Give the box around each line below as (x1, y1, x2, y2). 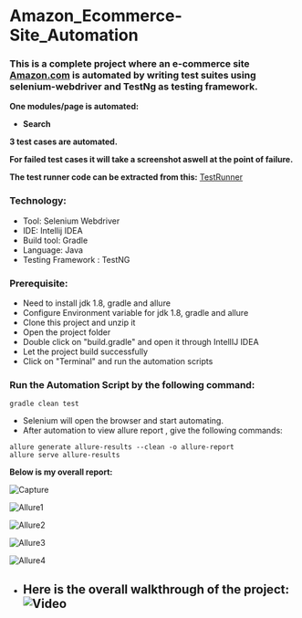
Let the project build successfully (22, 346, 149, 357)
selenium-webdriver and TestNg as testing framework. (9, 80, 258, 93)
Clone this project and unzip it (22, 317, 136, 329)
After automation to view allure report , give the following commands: (22, 425, 283, 436)
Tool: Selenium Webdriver (22, 215, 120, 226)
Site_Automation (9, 25, 139, 46)
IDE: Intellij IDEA (22, 225, 84, 236)
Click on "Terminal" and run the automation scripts (22, 356, 213, 367)
